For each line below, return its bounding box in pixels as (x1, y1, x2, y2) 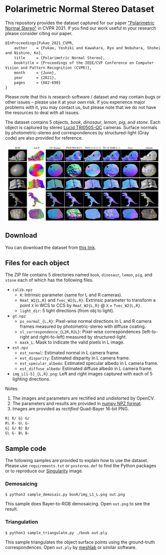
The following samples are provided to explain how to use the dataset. (5, 457, 149, 463)
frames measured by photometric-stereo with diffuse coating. (19, 323, 146, 330)
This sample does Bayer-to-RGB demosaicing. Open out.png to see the (5, 501, 150, 507)
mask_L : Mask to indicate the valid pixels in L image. (19, 339, 125, 345)
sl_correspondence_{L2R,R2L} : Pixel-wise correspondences (19, 329, 141, 335)
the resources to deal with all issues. (5, 109, 80, 115)
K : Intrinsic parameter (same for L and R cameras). (19, 292, 122, 298)
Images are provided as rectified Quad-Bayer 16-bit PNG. (12, 406, 129, 412)
